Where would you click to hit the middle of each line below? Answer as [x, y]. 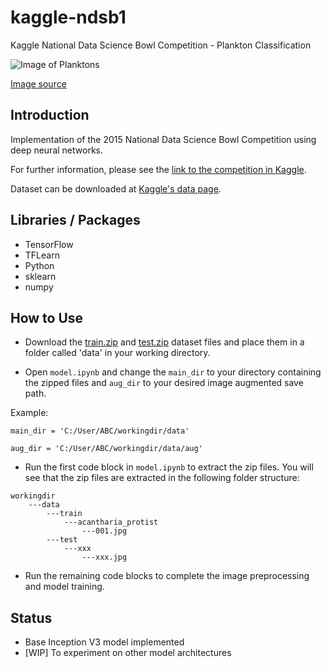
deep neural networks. [56, 150]
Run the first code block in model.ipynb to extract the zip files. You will [169, 467]
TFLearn [42, 255]
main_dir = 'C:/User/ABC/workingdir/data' [100, 431]
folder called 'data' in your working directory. [117, 353]
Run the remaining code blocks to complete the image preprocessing [167, 576]
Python [39, 265]
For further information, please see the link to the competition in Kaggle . [158, 169]
